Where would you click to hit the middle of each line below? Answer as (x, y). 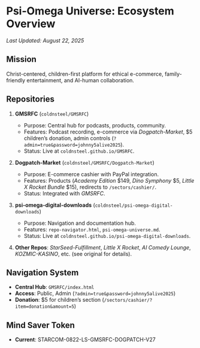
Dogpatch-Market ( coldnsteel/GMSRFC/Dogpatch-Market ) (84, 162)
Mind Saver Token (40, 325)
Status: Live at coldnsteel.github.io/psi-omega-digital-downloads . (107, 236)
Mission (22, 59)
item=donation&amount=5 (45, 307)
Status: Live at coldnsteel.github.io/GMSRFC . (79, 151)
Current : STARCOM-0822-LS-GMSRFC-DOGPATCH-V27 (85, 340)
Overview (31, 24)
